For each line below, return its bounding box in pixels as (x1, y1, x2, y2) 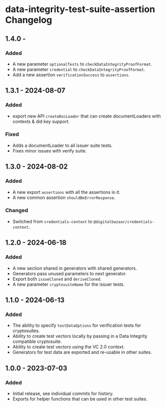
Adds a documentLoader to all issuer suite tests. (12, 142, 113, 148)
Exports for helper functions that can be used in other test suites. (12, 395, 148, 402)
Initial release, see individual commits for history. (12, 390, 114, 396)
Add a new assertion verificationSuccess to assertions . (12, 72, 130, 78)
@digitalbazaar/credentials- (93, 219, 154, 224)
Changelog (5, 14, 52, 26)
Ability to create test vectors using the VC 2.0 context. (12, 344, 125, 350)
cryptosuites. (12, 328, 40, 334)
